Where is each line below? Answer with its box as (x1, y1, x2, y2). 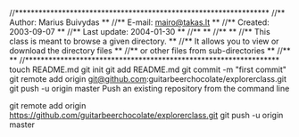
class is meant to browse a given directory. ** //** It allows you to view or (9, 36, 279, 46)
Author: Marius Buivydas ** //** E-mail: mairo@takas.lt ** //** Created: (9, 17, 270, 28)
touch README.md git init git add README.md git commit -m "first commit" (9, 64, 287, 75)
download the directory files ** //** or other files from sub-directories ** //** (9, 45, 291, 56)
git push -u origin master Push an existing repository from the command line (9, 84, 290, 93)
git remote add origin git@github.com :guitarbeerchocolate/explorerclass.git (9, 74, 287, 84)
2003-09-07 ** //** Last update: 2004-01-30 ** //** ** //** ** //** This (9, 27, 270, 36)
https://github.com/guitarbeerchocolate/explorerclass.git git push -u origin (9, 110, 284, 120)
